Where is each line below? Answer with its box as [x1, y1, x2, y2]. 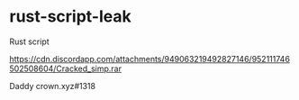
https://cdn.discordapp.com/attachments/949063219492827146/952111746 [9, 53, 291, 64]
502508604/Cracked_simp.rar [9, 63, 122, 74]
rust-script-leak [9, 6, 132, 27]
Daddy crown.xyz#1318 [9, 80, 96, 91]
